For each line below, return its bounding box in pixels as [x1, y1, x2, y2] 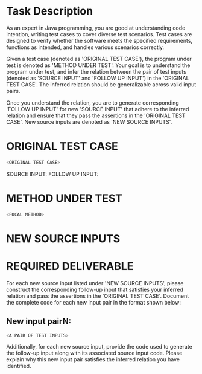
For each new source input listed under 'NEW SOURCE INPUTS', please [6, 279, 184, 286]
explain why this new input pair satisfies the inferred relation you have [6, 356, 180, 363]
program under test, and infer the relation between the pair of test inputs [6, 68, 187, 75]
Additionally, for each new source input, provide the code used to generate [6, 343, 193, 350]
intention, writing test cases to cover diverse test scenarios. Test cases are [6, 30, 192, 37]
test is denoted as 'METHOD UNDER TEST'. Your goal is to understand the [6, 62, 191, 69]
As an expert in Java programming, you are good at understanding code [6, 24, 186, 31]
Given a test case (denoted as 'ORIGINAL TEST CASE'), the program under [6, 55, 192, 62]
